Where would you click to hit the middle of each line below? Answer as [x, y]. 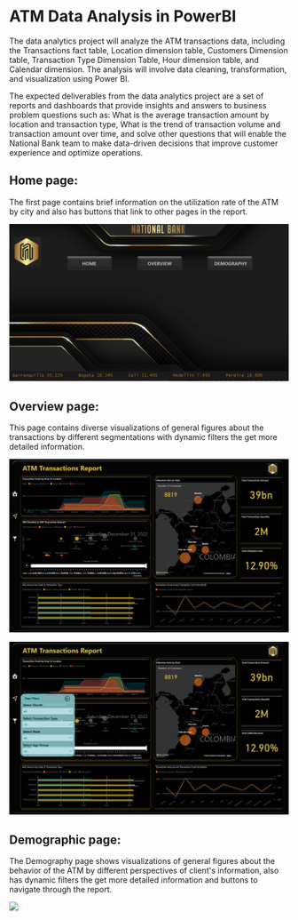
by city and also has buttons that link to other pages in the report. [129, 212]
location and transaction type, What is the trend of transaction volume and [145, 124]
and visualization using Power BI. [70, 78]
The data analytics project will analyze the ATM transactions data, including [147, 41]
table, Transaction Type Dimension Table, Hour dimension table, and [134, 60]
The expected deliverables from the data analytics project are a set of [137, 96]
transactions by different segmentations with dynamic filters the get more [143, 437]
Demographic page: [65, 840]
